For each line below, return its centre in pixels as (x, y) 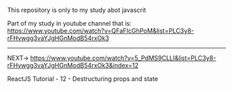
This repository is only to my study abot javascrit (77, 10)
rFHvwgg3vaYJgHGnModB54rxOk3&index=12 (73, 65)
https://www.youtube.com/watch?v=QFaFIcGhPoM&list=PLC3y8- (101, 31)
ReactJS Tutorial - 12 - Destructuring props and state (83, 79)
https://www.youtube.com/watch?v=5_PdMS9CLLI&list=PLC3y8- (123, 58)
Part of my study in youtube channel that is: (69, 23)
